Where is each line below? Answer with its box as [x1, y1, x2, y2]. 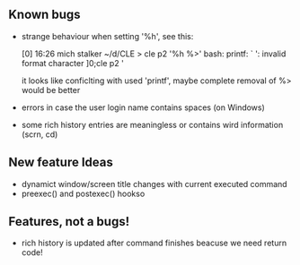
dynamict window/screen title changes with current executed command [21, 178, 288, 189]
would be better [21, 84, 81, 95]
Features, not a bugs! [8, 214, 130, 229]
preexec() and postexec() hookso [21, 188, 146, 199]
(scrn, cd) [21, 129, 58, 140]
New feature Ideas [8, 155, 113, 170]
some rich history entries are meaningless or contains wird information [21, 119, 284, 130]
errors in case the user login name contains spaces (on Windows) [21, 102, 266, 113]
